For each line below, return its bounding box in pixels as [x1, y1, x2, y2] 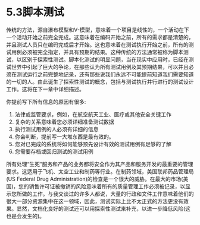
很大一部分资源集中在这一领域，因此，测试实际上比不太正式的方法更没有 [6, 197, 183, 205]
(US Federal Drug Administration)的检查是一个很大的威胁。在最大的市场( [6, 175, 183, 182]
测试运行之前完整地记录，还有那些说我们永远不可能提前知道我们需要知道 [16, 71, 194, 78]
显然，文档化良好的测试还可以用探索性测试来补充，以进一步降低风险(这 [16, 205, 191, 212]
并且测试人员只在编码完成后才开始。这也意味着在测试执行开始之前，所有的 [6, 41, 189, 48]
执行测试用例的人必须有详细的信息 [14, 125, 99, 132]
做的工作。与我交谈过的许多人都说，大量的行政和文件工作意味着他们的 [21, 190, 194, 197]
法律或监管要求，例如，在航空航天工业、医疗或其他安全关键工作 [14, 110, 171, 118]
